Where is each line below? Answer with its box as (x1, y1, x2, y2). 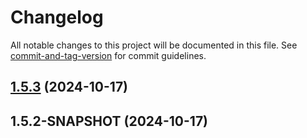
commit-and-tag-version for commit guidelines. (10, 49, 207, 61)
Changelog (10, 6, 104, 29)
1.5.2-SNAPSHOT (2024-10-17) (10, 112, 209, 130)
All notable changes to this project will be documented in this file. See (10, 39, 298, 51)
